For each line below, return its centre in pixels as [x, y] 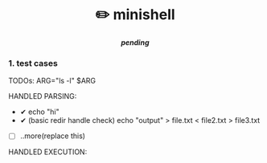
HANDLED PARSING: [43, 96]
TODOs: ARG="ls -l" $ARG [52, 81]
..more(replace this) [53, 136]
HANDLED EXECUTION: [48, 152]
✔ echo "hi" [39, 112]
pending [135, 42]
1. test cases [33, 63]
